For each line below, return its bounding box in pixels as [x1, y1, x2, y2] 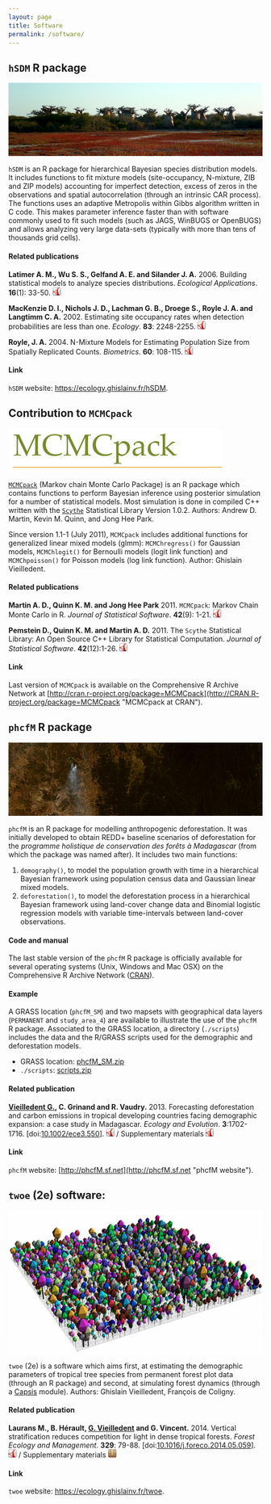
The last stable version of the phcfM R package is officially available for [8, 953, 243, 963]
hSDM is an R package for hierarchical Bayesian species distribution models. [8, 164, 258, 174]
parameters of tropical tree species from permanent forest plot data [8, 1369, 234, 1379]
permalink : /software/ [8, 30, 85, 38]
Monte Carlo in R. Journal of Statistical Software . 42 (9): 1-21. [8, 610, 211, 620]
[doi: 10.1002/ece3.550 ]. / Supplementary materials [26, 1128, 204, 1138]
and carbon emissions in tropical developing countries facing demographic [8, 1111, 258, 1120]
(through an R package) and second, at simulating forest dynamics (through [8, 1378, 261, 1388]
